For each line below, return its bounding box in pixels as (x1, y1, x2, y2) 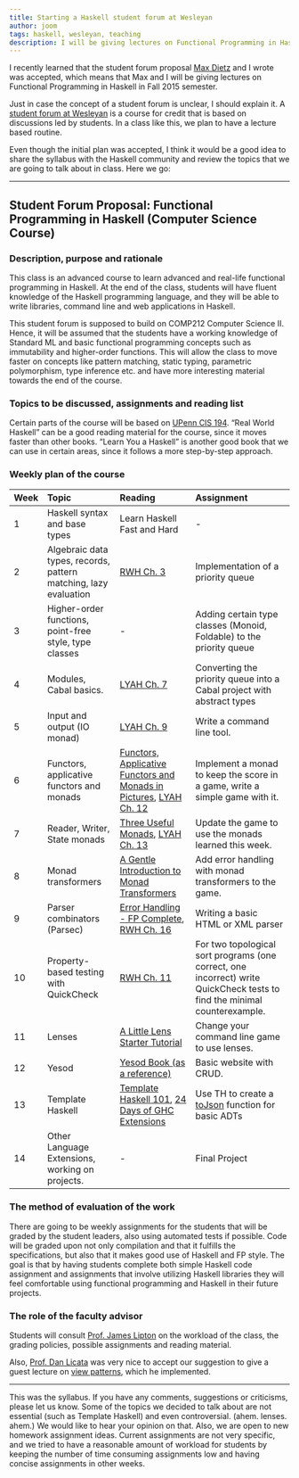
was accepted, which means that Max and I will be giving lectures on (9, 72, 263, 83)
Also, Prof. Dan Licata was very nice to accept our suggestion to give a (9, 1357, 269, 1367)
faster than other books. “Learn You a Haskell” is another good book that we (9, 436, 289, 447)
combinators (47, 912, 101, 924)
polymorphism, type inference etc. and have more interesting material (9, 365, 265, 376)
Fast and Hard (119, 523, 179, 535)
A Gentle (119, 853, 157, 865)
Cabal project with (195, 683, 272, 696)
